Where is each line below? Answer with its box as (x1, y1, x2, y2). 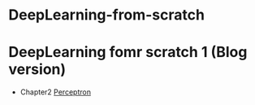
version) (8, 60, 67, 79)
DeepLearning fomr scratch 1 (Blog (8, 43, 248, 62)
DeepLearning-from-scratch (8, 6, 205, 24)
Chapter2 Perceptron (19, 87, 92, 97)
